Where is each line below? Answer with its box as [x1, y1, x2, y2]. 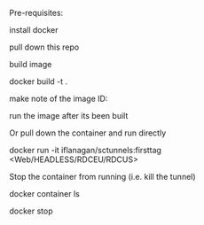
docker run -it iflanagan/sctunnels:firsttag [9, 145, 162, 155]
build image [9, 59, 52, 69]
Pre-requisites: [9, 8, 64, 18]
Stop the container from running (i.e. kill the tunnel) [9, 172, 197, 182]
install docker [9, 25, 59, 35]
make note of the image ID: [9, 93, 108, 104]
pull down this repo [9, 42, 80, 52]
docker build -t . [9, 76, 68, 87]
